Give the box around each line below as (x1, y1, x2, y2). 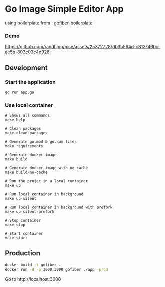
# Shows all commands (5, 113, 50, 118)
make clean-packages (5, 131, 48, 136)
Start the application (5, 78, 56, 85)
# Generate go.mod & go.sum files (5, 139, 77, 144)
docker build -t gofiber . (5, 262, 61, 267)
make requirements (5, 144, 43, 149)
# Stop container (5, 218, 41, 223)
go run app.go (5, 90, 35, 95)
